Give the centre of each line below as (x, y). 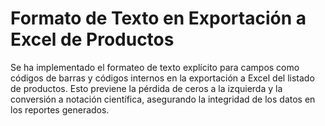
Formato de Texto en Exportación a (158, 18)
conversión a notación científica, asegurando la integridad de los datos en (163, 99)
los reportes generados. (60, 109)
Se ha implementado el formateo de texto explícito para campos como (155, 67)
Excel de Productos (92, 39)
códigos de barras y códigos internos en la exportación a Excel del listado (162, 78)
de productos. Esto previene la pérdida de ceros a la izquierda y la (146, 88)
